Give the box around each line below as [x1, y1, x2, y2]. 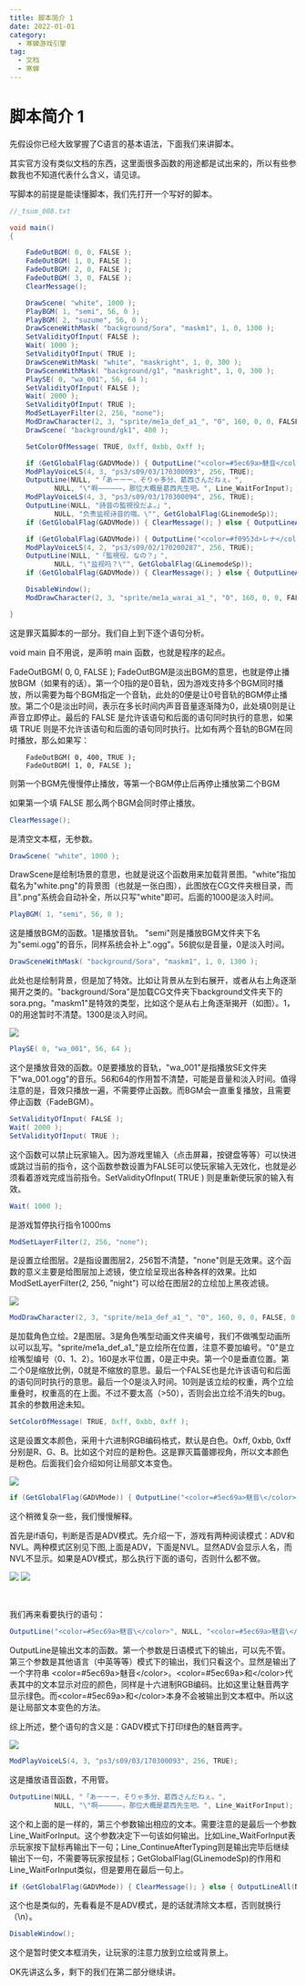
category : [9, 30, 47, 39]
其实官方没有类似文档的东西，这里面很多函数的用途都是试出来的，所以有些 [9, 157, 289, 169]
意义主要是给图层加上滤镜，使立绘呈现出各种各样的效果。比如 [25, 1266, 257, 1277]
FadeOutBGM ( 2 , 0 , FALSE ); [25, 265, 132, 275]
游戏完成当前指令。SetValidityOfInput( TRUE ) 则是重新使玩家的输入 [33, 1171, 287, 1182]
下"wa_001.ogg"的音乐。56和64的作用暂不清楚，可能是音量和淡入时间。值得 [9, 1074, 297, 1085]
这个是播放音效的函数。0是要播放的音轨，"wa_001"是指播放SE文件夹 [9, 1062, 267, 1073]
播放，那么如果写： [16, 734, 89, 745]
